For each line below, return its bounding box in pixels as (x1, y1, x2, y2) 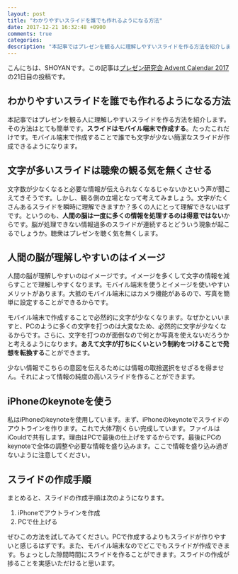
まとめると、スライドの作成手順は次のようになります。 (7, 493, 169, 503)
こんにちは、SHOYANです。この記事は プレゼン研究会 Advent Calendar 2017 (7, 64, 229, 71)
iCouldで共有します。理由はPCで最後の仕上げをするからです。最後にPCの (7, 433, 222, 442)
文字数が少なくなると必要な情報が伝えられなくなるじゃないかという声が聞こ (7, 185, 231, 193)
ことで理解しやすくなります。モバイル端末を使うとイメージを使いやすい (19, 280, 230, 289)
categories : (7, 37, 42, 44)
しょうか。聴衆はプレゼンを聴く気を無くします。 (19, 229, 162, 237)
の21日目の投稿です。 (7, 72, 69, 81)
